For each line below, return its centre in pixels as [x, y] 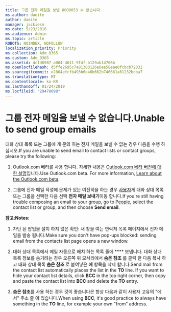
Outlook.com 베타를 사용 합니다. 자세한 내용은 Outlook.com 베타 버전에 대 [87, 167]
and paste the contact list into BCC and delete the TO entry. [76, 281]
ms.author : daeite [25, 15]
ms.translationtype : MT [31, 77]
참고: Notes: [17, 218]
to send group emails [51, 129]
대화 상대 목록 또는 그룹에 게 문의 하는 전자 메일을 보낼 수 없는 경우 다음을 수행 [83, 144]
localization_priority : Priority [41, 48]
